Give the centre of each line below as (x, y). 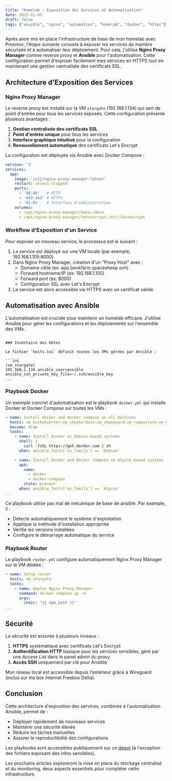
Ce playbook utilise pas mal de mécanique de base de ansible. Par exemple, (85, 503)
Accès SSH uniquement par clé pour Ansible (60, 662)
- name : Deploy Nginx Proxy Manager (54, 588)
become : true (24, 427)
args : (25, 598)
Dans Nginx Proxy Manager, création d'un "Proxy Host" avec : (78, 262)
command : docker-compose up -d (52, 593)
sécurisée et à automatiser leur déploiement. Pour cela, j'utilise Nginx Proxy (85, 50)
